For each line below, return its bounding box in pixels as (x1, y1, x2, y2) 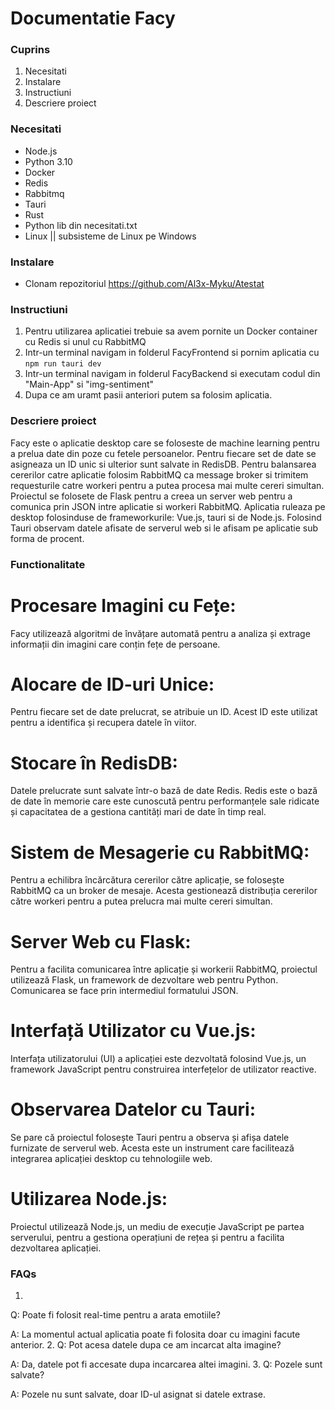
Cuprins (10, 43, 51, 57)
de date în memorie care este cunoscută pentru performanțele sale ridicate (10, 795, 320, 807)
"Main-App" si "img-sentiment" (24, 378, 155, 391)
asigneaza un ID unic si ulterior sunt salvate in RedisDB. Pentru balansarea (10, 458, 317, 470)
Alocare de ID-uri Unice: (10, 673, 215, 696)
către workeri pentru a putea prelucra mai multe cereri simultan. (10, 895, 273, 907)
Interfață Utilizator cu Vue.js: (10, 1020, 257, 1042)
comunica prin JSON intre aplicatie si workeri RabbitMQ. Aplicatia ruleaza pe (10, 500, 326, 512)
